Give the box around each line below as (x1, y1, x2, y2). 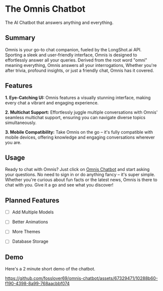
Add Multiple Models (12, 209, 54, 215)
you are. (5, 139, 22, 145)
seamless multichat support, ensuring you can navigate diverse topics (5, 114, 146, 120)
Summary (5, 34, 36, 42)
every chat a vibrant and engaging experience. (5, 100, 99, 105)
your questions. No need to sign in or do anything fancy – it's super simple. (5, 172, 156, 178)
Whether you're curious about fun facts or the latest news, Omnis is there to (5, 177, 158, 183)
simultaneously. (5, 120, 36, 125)
